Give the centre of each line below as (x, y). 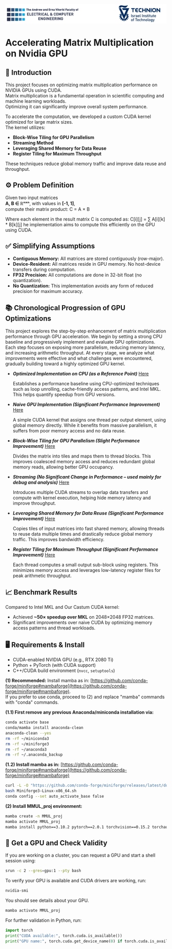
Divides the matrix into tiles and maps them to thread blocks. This (82, 456)
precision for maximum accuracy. (48, 291)
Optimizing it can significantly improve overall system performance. (77, 107)
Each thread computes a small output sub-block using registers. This (85, 565)
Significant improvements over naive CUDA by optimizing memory (82, 623)
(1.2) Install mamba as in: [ (34, 765)
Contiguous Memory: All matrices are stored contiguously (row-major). (88, 259)
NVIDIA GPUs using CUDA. (34, 90)
